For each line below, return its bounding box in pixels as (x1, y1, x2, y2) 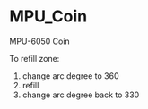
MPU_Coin (9, 6, 88, 27)
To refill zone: (9, 53, 60, 63)
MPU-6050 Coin (9, 36, 70, 46)
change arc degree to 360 (22, 70, 119, 81)
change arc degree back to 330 (22, 89, 140, 100)
